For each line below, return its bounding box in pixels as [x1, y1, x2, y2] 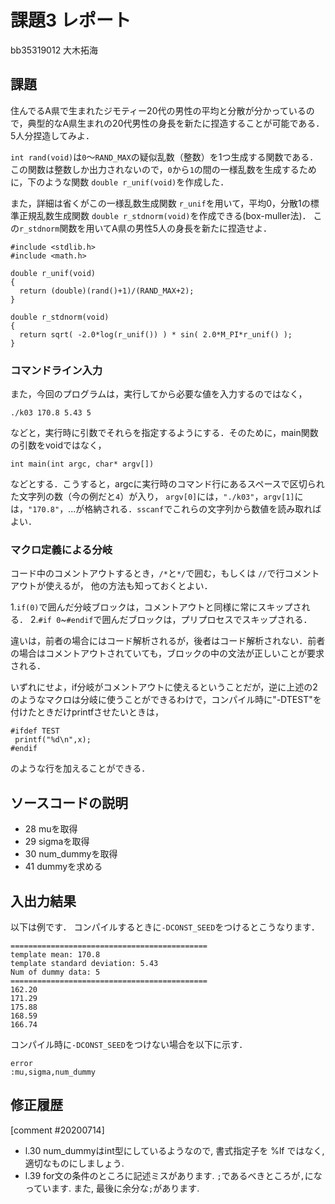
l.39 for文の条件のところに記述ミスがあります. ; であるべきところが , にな [24, 1169, 323, 1181]
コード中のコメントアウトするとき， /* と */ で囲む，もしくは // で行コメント [10, 567, 320, 580]
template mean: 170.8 [10, 949, 101, 960]
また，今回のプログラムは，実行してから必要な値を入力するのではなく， [10, 388, 308, 400]
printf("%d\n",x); [14, 735, 92, 745]
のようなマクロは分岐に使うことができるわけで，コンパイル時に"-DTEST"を [10, 694, 322, 706]
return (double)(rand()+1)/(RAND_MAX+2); [19, 286, 195, 296]
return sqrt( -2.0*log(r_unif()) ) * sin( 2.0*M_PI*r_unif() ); [19, 329, 293, 340]
